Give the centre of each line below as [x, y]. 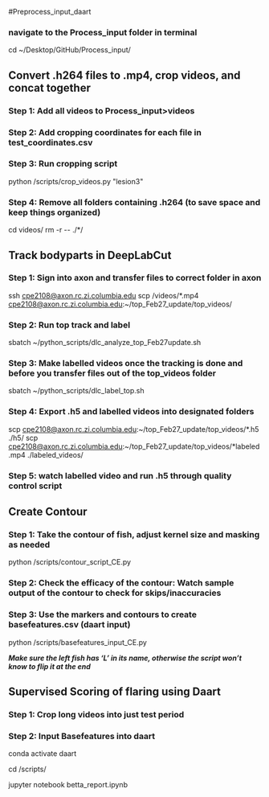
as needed [29, 544]
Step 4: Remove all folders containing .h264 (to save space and [134, 202]
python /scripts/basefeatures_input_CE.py [77, 642]
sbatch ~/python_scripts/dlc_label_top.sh [76, 391]
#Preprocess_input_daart [50, 12]
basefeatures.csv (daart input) [69, 625]
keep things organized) [55, 212]
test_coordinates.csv [51, 142]
